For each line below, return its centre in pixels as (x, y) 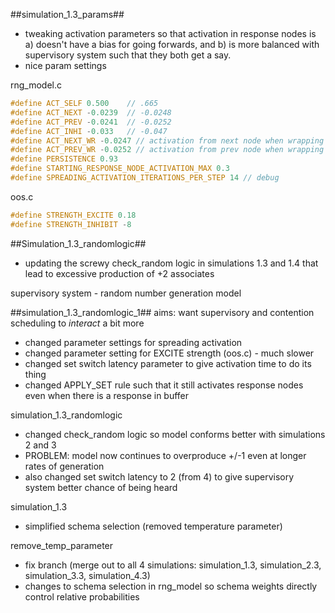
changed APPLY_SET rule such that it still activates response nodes (164, 385)
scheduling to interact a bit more (77, 323)
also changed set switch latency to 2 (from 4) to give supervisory (159, 476)
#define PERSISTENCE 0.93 (64, 159)
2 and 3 (40, 445)
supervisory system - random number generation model (126, 293)
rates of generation (64, 466)
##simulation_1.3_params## (67, 14)
